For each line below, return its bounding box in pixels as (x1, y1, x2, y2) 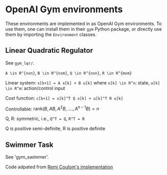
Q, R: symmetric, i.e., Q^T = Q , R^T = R (5, 116, 85, 122)
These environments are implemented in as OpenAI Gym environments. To (5, 20, 162, 27)
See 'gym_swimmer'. (5, 154, 49, 160)
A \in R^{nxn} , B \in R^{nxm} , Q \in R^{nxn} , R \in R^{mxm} (5, 70, 132, 76)
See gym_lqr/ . (5, 60, 35, 66)
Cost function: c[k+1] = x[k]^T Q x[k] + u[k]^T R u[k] (5, 95, 124, 101)
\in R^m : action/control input (5, 85, 65, 91)
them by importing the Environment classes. (5, 31, 97, 37)
